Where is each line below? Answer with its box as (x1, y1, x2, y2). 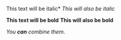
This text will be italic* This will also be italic (6, 5, 115, 12)
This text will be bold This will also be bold (6, 17, 114, 23)
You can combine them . (6, 28, 65, 35)
